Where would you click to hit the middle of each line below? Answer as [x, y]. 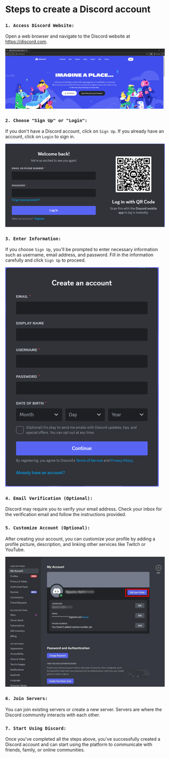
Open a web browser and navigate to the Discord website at [68, 36]
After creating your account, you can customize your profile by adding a [80, 539]
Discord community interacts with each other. [53, 715]
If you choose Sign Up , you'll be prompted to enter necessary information [82, 250]
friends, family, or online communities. [45, 750]
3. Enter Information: [33, 238]
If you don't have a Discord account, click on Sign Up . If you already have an [85, 131]
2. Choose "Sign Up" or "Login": [46, 120]
